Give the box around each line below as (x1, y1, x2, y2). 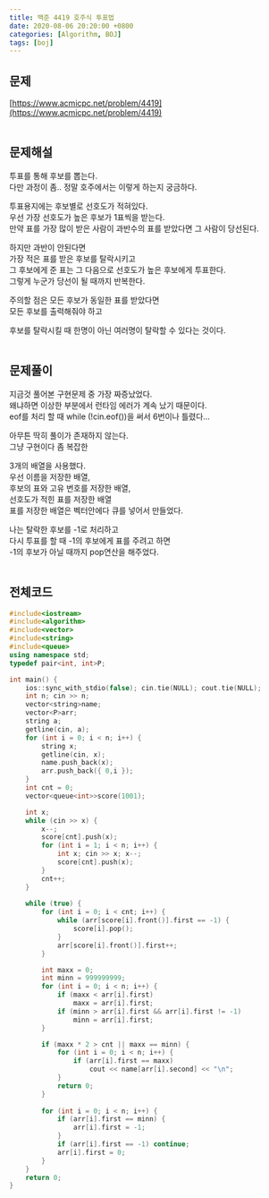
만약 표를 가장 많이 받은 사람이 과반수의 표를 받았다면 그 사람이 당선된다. (9, 223, 259, 234)
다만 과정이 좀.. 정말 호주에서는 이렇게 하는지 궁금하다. (9, 181, 198, 193)
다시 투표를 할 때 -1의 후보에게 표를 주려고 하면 (9, 535, 172, 546)
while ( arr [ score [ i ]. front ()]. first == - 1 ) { (56, 916, 230, 925)
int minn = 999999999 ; (41, 973, 126, 983)
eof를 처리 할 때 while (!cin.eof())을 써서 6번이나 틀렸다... (9, 411, 210, 422)
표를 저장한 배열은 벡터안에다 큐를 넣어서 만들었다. (9, 505, 184, 516)
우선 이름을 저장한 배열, (9, 471, 91, 482)
